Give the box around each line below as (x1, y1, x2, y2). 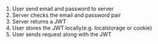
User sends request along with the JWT (12, 31, 112, 38)
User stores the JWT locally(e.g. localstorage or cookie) (12, 24, 153, 31)
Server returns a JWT (12, 18, 67, 25)
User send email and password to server (12, 5, 114, 12)
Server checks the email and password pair (12, 11, 122, 19)
